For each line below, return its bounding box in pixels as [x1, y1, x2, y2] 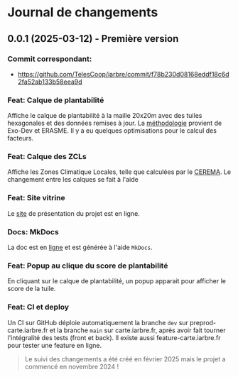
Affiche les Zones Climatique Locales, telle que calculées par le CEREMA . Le [7, 168, 232, 176]
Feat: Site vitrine [7, 193, 65, 203]
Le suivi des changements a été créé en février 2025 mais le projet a [24, 354, 226, 363]
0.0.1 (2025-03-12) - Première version [7, 33, 179, 45]
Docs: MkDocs [7, 226, 59, 236]
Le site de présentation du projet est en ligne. [7, 209, 140, 217]
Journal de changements [7, 4, 158, 21]
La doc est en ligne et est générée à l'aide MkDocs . [7, 243, 153, 252]
